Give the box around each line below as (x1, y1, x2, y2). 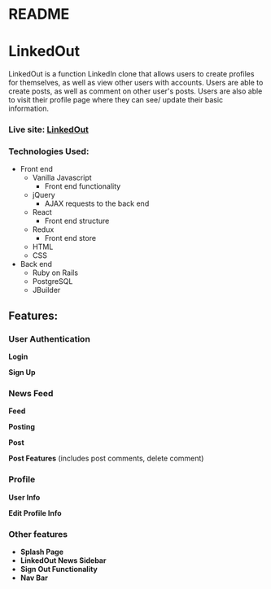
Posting (8, 422, 35, 432)
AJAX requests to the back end (44, 199, 150, 208)
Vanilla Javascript (32, 172, 92, 183)
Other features (8, 528, 68, 539)
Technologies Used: (8, 146, 90, 157)
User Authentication (8, 333, 91, 344)
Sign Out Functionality (20, 564, 98, 574)
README (8, 5, 70, 24)
